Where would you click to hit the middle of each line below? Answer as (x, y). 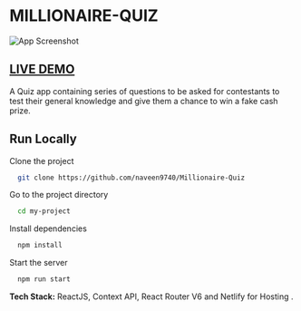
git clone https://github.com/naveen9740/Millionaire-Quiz (131, 178)
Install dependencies (49, 228)
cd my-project (44, 211)
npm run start (44, 279)
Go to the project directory (59, 195)
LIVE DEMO (42, 69)
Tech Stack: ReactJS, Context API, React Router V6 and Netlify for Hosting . (151, 296)
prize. (20, 111)
